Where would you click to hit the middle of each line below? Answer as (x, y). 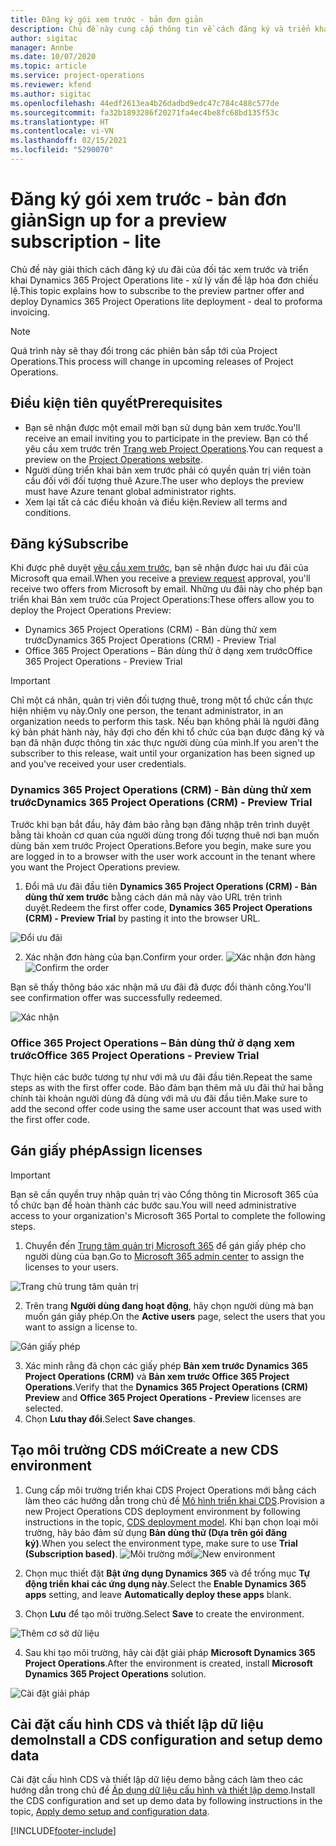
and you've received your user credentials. (98, 764)
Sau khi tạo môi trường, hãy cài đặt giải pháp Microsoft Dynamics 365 (170, 1652)
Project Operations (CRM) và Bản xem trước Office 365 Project (157, 1376)
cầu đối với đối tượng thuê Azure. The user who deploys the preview (164, 480)
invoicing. (30, 312)
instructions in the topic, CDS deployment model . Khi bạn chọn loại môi (171, 1522)
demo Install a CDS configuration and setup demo (166, 1740)
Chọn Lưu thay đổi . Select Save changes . (110, 1418)
